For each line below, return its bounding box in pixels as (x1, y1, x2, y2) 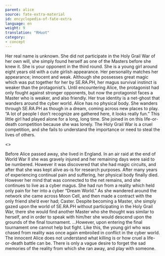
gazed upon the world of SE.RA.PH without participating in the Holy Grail (5, 203, 153, 209)
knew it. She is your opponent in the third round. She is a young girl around (5, 63, 158, 69)
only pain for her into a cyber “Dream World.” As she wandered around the (5, 187, 157, 193)
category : (5, 35, 26, 40)
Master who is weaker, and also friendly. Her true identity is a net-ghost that (5, 95, 160, 101)
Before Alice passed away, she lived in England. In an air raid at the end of (5, 151, 156, 157)
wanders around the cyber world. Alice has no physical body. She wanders (5, 100, 158, 106)
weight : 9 (5, 26, 26, 31)
